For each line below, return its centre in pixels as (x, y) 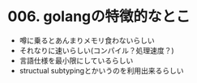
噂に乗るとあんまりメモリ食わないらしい (87, 40)
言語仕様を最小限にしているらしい (76, 60)
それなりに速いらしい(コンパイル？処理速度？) (97, 50)
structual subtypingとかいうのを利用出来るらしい (101, 70)
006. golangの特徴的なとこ (99, 17)
